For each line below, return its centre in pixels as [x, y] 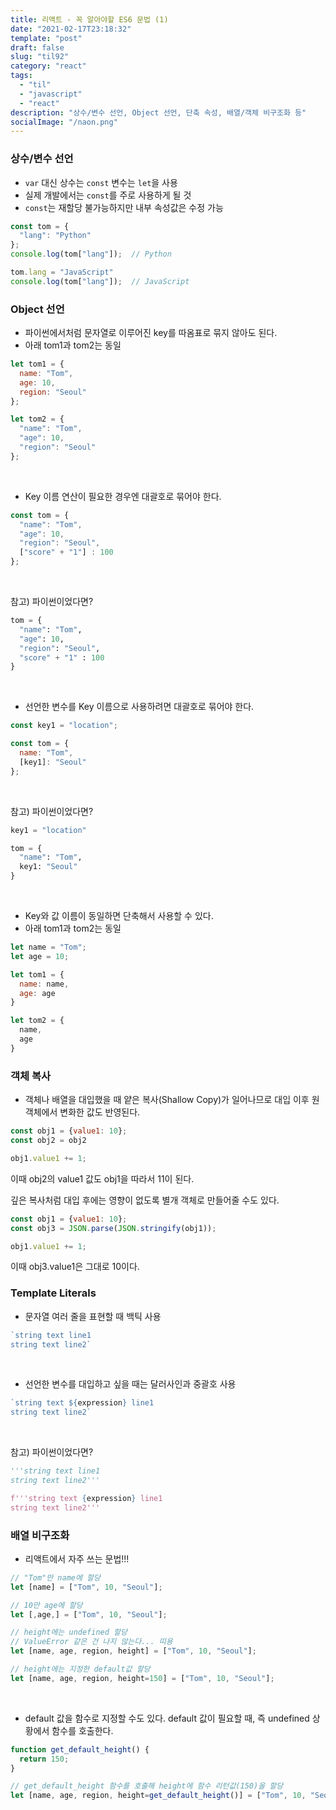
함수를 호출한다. [82, 1730]
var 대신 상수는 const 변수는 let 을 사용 [101, 182]
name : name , [44, 984]
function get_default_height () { [80, 1749]
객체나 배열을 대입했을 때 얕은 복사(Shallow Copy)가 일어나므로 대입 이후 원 [172, 1100]
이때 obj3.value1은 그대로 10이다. [75, 1267]
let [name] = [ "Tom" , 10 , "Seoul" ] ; [86, 1587]
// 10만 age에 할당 [46, 1605]
